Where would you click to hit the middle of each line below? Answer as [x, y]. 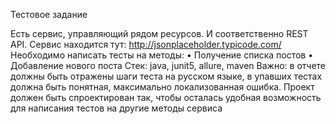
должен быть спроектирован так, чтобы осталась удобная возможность [166, 97]
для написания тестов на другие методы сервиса [116, 108]
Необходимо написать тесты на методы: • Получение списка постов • [162, 55]
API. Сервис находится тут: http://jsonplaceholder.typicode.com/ [146, 44]
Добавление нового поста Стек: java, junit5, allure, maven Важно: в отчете [168, 65]
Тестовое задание [49, 14]
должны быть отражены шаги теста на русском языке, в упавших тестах [166, 76]
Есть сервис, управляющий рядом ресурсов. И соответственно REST [159, 33]
